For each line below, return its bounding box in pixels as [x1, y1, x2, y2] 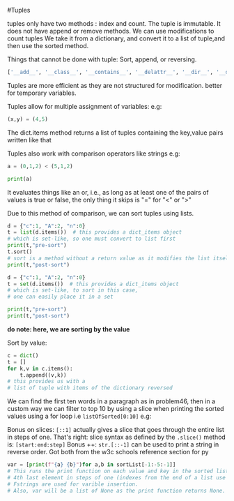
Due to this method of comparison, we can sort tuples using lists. [7, 209, 194, 217]
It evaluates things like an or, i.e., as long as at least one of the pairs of [7, 188, 209, 196]
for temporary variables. [7, 89, 77, 97]
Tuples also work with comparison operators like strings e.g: [7, 149, 180, 158]
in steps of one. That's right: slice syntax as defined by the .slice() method [7, 433, 226, 442]
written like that [7, 135, 52, 144]
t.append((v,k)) [19, 371, 68, 379]
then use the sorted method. [7, 42, 89, 50]
